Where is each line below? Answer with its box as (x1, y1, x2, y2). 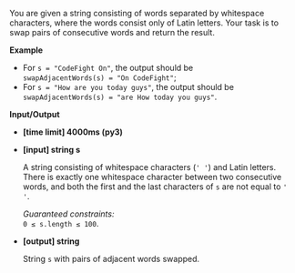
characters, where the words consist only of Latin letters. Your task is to (9, 17, 280, 28)
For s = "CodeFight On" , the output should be (22, 63, 194, 73)
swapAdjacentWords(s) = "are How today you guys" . (22, 91, 218, 102)
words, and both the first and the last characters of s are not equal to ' (22, 181, 288, 192)
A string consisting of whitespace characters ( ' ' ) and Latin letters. (22, 162, 276, 172)
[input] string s (22, 145, 81, 155)
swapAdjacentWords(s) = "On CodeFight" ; (22, 72, 177, 83)
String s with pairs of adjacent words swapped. (22, 254, 200, 264)
